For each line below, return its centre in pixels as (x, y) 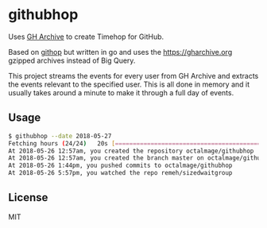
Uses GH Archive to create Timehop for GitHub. (86, 37)
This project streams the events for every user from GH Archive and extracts (133, 75)
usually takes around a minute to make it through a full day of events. (121, 92)
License (28, 197)
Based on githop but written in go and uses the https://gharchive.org (120, 52)
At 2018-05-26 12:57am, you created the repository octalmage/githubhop (131, 151)
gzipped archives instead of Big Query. (72, 60)
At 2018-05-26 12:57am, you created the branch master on (106, 158)
